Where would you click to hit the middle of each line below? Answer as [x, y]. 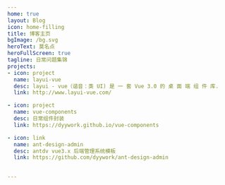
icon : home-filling [36, 27]
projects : [22, 66]
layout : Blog [26, 20]
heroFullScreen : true [39, 54]
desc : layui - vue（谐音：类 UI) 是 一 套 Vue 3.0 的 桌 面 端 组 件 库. [116, 86]
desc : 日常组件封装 [39, 119]
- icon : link [26, 138]
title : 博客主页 [29, 34]
